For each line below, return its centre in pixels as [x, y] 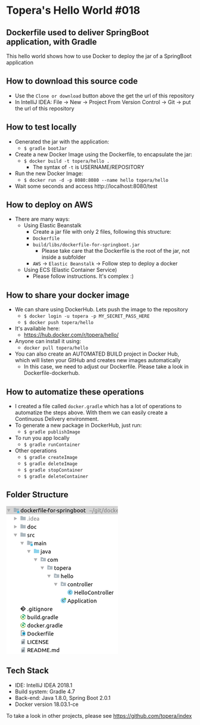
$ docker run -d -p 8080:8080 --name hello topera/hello [96, 180]
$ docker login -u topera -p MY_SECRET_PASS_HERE [87, 316]
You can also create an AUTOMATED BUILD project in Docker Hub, [97, 354]
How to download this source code [72, 81]
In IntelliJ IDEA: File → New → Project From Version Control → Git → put [103, 102]
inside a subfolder [64, 257]
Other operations [36, 451]
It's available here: [37, 329]
